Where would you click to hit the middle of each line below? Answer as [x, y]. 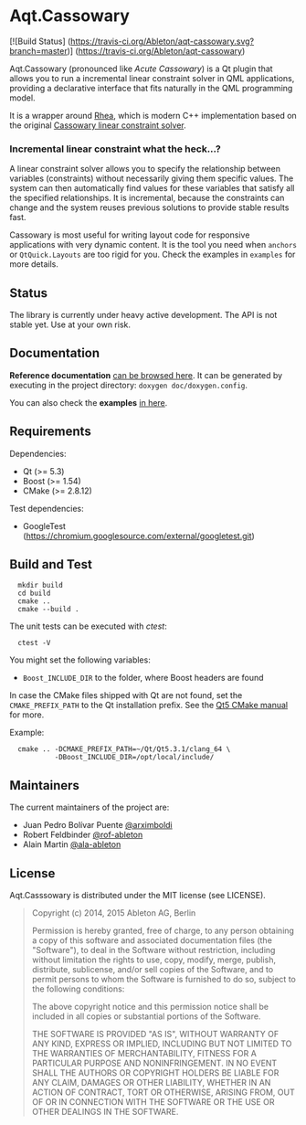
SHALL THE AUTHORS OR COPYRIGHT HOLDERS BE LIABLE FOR [155, 1073]
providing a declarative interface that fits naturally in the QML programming [151, 88]
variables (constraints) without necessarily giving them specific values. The [152, 178]
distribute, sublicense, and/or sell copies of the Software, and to [153, 970]
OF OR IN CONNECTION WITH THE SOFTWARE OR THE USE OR [153, 1102]
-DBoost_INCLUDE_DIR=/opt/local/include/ [134, 758]
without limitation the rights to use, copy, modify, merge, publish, [154, 960]
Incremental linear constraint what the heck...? [115, 149]
